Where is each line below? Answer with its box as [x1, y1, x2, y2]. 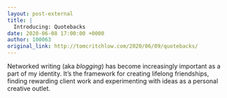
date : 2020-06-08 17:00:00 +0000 [7, 29, 105, 37]
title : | [7, 17, 33, 24]
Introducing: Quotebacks [13, 23, 86, 30]
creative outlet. [7, 85, 51, 92]
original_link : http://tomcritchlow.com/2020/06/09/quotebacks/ [7, 43, 198, 50]
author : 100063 [7, 36, 52, 43]
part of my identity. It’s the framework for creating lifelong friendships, [7, 69, 210, 78]
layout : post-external [7, 10, 73, 17]
